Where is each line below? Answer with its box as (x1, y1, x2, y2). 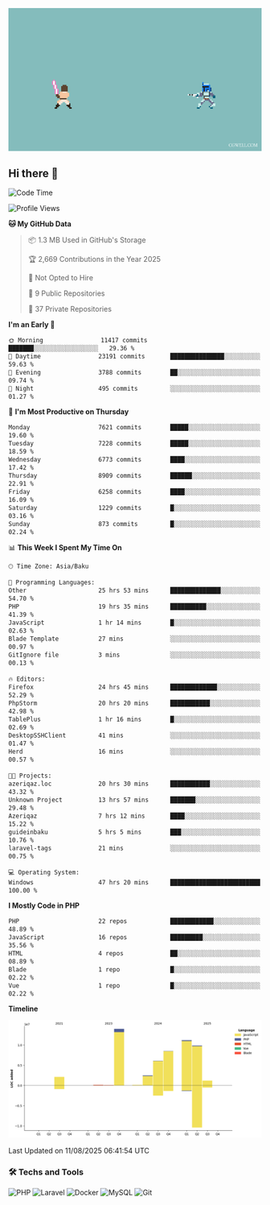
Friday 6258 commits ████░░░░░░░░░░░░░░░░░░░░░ (8, 488, 261, 496)
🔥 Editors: (8, 675, 46, 684)
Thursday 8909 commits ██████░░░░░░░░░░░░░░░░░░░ (8, 472, 261, 480)
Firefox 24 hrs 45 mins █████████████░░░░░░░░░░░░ (8, 683, 261, 692)
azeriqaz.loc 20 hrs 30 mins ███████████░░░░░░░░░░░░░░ (8, 780, 261, 789)
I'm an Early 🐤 (8, 320, 55, 329)
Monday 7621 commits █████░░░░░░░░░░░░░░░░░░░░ (8, 424, 261, 432)
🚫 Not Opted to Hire (27, 273, 94, 283)
